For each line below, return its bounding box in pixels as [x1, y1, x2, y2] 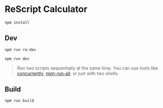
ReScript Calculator [4, 3, 88, 15]
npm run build [4, 98, 34, 103]
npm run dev [4, 56, 29, 61]
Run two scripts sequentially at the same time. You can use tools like [16, 65, 158, 71]
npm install [4, 20, 29, 25]
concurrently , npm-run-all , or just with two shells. [16, 70, 119, 76]
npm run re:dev [4, 47, 36, 52]
